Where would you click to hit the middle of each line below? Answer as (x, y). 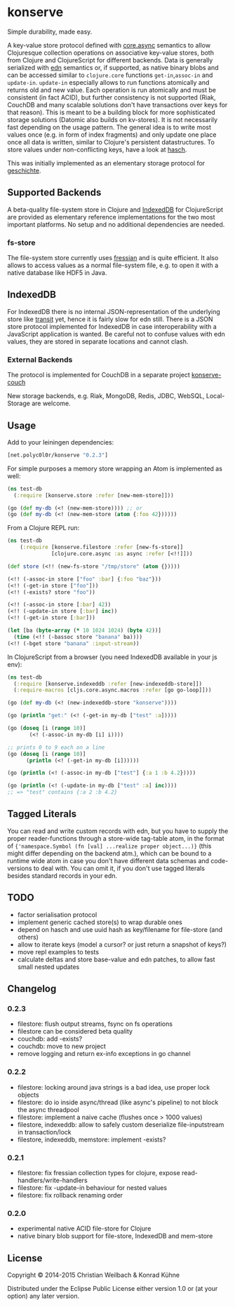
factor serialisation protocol (57, 914)
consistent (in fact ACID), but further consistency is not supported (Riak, (112, 97)
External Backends (40, 360)
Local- (215, 396)
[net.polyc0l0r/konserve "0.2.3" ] (58, 455)
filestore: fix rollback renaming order (70, 1195)
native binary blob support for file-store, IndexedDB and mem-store (115, 1236)
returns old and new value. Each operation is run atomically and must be (112, 90)
